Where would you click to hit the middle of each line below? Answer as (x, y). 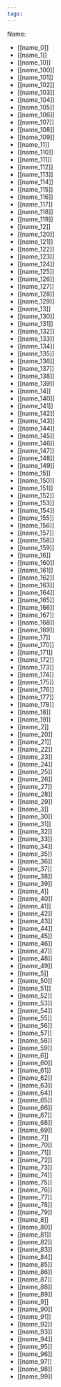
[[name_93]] (35, 1331)
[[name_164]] (36, 592)
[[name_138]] (36, 376)
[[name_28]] (35, 794)
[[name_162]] (36, 578)
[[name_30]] (35, 816)
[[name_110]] (35, 152)
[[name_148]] (36, 458)
